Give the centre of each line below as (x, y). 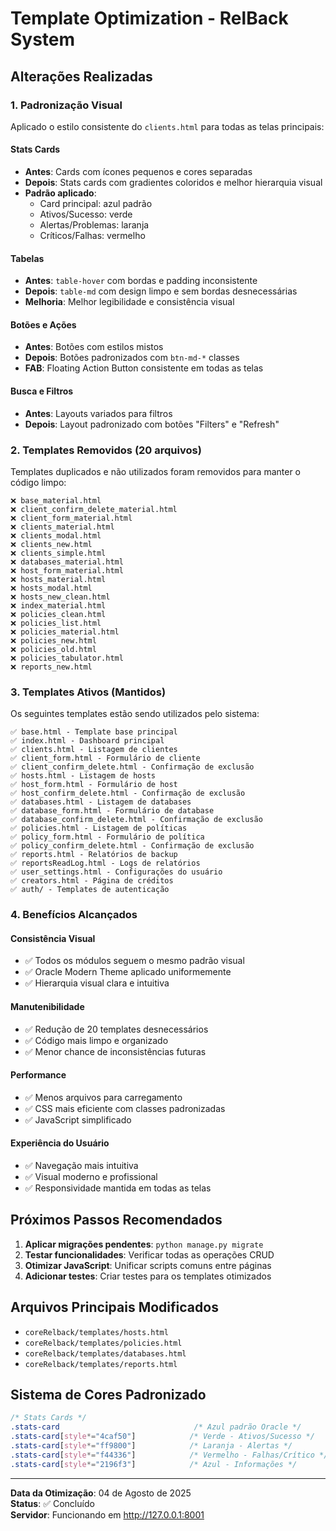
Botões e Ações (43, 324)
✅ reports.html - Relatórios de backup (94, 855)
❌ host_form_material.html (67, 570)
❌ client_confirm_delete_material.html (94, 509)
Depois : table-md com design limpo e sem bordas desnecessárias (161, 291)
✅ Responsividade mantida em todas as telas (118, 1188)
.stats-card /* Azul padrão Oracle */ (156, 1427)
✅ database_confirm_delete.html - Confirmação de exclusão (136, 820)
